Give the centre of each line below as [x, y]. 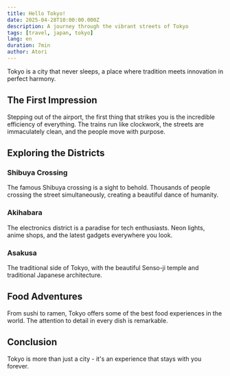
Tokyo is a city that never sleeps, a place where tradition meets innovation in [115, 71]
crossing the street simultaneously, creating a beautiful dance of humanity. [113, 195]
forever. [18, 366]
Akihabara [25, 212]
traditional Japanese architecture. [55, 275]
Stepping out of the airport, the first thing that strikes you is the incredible [111, 117]
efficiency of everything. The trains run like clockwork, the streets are [105, 124]
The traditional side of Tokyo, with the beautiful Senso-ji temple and [103, 267]
